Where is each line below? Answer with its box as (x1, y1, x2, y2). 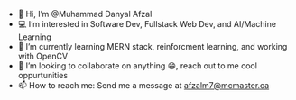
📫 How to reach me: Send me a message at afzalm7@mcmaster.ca (17, 80, 270, 90)
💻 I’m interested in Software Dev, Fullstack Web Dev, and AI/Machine (17, 19, 277, 29)
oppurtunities (17, 70, 69, 80)
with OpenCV (17, 50, 69, 61)
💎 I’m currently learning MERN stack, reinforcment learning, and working (17, 41, 288, 51)
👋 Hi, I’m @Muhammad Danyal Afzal (17, 9, 153, 19)
